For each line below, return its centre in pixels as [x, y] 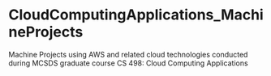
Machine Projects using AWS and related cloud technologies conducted [128, 54]
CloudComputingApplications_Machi [136, 15]
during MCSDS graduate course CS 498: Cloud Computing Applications [129, 63]
